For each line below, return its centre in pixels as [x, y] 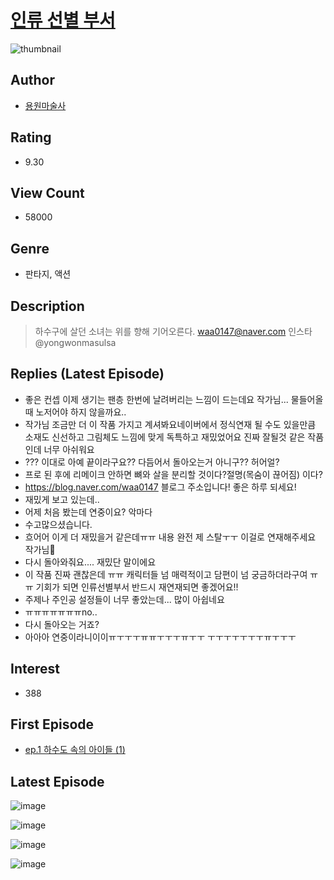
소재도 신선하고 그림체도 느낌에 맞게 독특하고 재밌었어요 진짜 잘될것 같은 [165, 437]
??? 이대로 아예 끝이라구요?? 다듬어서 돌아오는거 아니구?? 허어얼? [152, 462]
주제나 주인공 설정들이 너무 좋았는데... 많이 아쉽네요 [124, 599]
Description [47, 306]
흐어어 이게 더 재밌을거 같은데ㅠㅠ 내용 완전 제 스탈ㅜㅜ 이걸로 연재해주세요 [170, 537]
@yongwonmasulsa [75, 342]
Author [32, 80]
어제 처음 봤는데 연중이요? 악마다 [88, 512]
